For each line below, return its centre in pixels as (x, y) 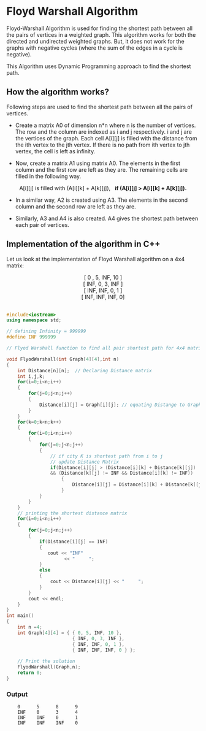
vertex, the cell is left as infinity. (55, 151)
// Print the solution (46, 661)
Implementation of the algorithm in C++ (83, 244)
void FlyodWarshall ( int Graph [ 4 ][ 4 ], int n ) (63, 359)
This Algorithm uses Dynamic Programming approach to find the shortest (99, 66)
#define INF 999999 (31, 337)
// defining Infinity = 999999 (46, 331)
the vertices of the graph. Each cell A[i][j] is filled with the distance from (106, 138)
